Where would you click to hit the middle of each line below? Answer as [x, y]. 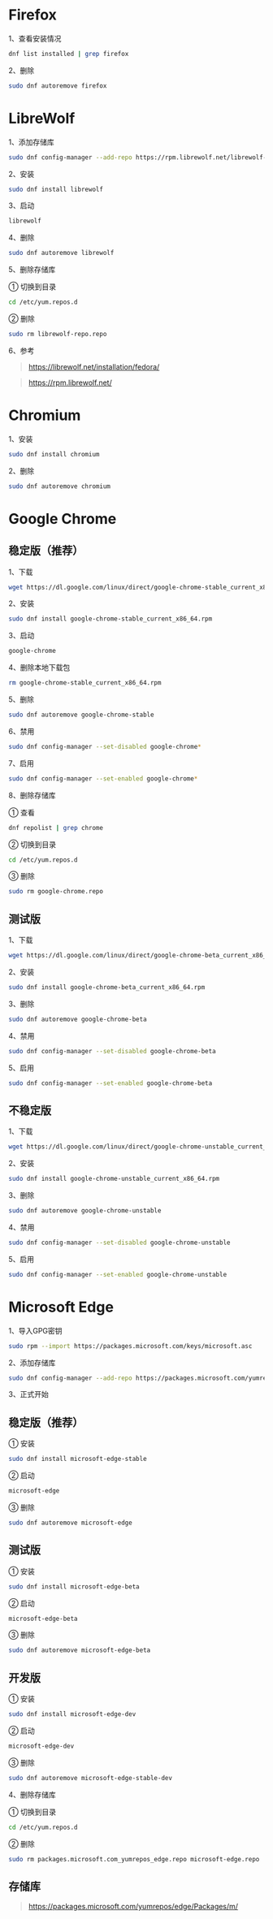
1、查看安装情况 [35, 38]
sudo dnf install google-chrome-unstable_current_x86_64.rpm [114, 1179]
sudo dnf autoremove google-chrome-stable [81, 715]
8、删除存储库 [32, 795]
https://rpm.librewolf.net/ [70, 383]
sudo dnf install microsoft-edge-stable [78, 1459]
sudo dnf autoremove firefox [58, 86]
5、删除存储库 [32, 270]
